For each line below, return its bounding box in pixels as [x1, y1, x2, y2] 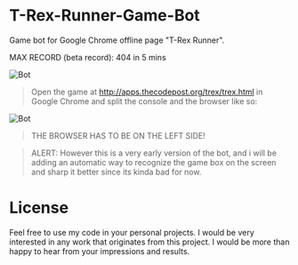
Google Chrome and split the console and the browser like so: [30, 95, 258, 107]
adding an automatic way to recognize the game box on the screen [30, 157, 277, 167]
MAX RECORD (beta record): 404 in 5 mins [9, 52, 166, 62]
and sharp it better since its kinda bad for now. [30, 166, 202, 177]
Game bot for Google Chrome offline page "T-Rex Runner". [9, 35, 225, 45]
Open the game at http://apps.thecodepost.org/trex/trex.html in [30, 86, 263, 97]
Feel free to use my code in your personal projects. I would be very [9, 227, 255, 237]
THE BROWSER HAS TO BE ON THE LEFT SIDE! [30, 130, 206, 141]
